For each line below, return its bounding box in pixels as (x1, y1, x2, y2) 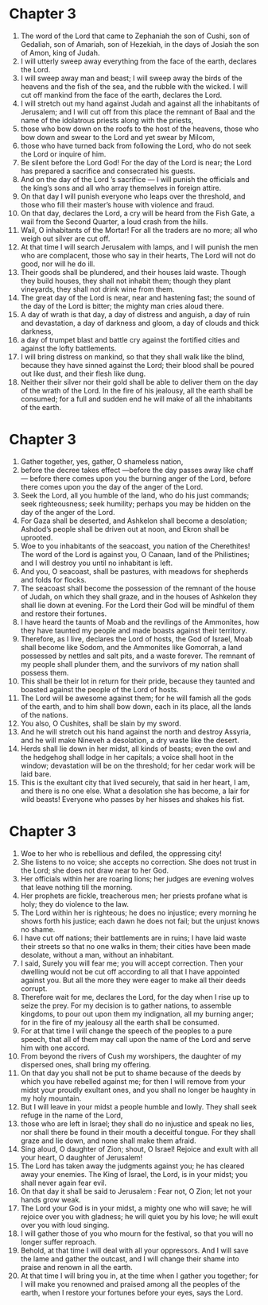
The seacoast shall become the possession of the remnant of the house (20, 583, 257, 593)
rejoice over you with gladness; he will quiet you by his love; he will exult (20, 1211, 258, 1221)
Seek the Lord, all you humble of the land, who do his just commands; (20, 490, 250, 500)
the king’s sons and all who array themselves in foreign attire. (20, 183, 222, 192)
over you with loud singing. (20, 1220, 110, 1229)
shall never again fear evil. (20, 1178, 107, 1187)
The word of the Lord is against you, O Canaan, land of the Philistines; (20, 549, 250, 559)
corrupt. (20, 983, 48, 993)
